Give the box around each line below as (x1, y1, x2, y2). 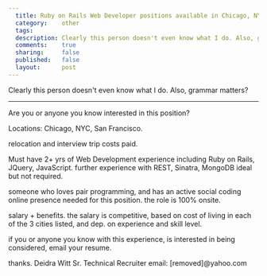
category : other (15, 19, 80, 27)
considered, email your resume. (8, 243, 112, 252)
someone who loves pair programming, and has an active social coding (8, 186, 242, 196)
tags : (15, 26, 34, 34)
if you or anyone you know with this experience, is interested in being (8, 234, 236, 243)
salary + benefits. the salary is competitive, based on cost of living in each (8, 210, 252, 220)
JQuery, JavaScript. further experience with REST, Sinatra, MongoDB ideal (8, 162, 253, 172)
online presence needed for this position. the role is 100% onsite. (8, 195, 221, 204)
